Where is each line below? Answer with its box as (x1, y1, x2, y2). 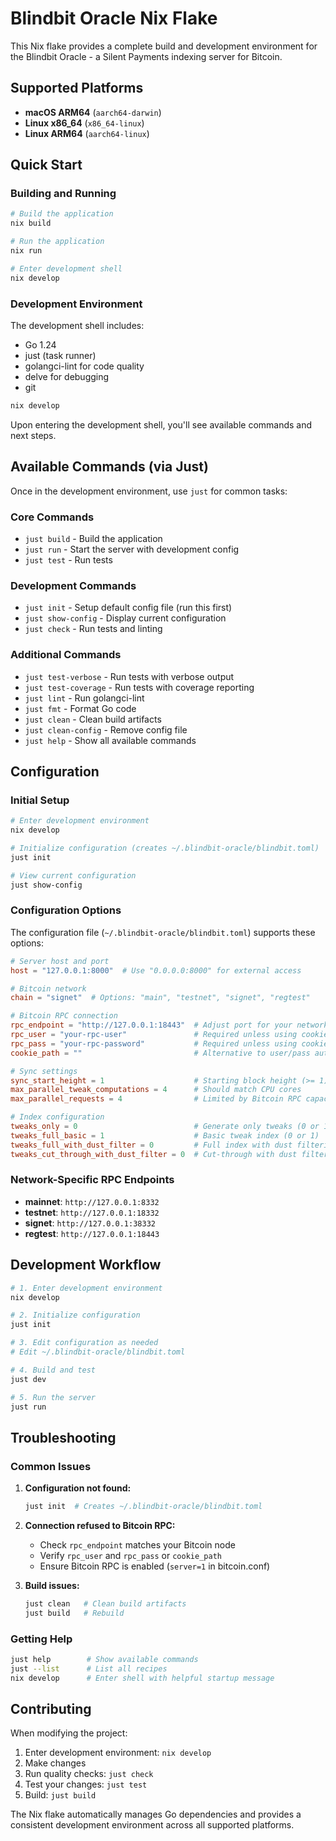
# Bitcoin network (10, 983, 87, 994)
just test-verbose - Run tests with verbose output (24, 670, 235, 682)
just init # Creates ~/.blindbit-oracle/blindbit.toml (24, 1502, 263, 1512)
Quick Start (10, 157, 83, 174)
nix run (10, 246, 43, 256)
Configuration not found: (24, 1482, 132, 1494)
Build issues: (24, 1579, 80, 1591)
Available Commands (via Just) (10, 458, 209, 476)
